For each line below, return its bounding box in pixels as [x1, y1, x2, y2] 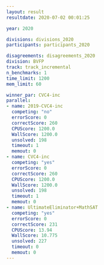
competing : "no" [11, 109, 52, 115]
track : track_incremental [6, 64, 71, 70]
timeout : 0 [11, 244, 39, 250]
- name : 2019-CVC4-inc [6, 103, 63, 110]
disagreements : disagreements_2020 [6, 53, 96, 59]
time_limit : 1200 [6, 75, 50, 82]
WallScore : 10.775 [11, 232, 58, 239]
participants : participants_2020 [6, 42, 90, 48]
